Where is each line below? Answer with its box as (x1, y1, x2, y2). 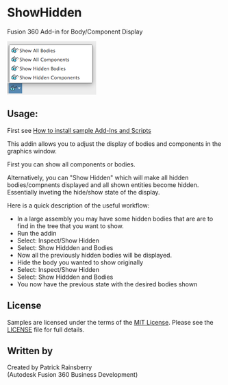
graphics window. (7, 147, 57, 155)
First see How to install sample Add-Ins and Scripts (7, 126, 152, 134)
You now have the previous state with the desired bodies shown (16, 280, 198, 288)
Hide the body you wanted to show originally (16, 258, 144, 266)
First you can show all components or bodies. (7, 160, 136, 169)
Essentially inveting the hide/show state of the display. (7, 188, 160, 196)
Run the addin (16, 229, 57, 237)
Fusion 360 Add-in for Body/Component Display (7, 27, 143, 36)
